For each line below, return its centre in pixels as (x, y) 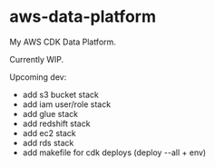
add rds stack (48, 142)
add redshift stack (56, 123)
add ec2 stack (49, 133)
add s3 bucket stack (61, 94)
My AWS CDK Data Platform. (63, 42)
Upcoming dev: (38, 77)
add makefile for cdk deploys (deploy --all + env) (114, 152)
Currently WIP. (37, 59)
